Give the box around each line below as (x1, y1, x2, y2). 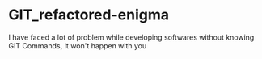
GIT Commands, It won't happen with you (8, 40, 147, 50)
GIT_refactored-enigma (8, 6, 170, 24)
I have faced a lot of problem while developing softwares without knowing (8, 32, 255, 42)
